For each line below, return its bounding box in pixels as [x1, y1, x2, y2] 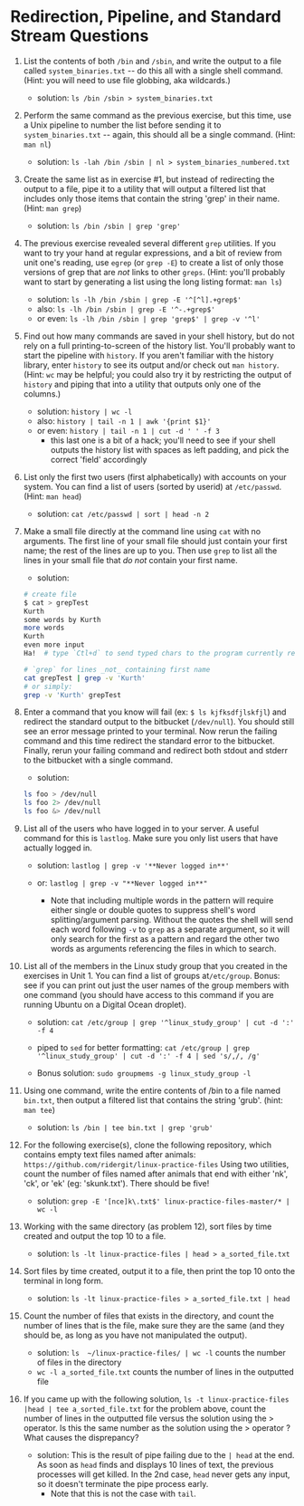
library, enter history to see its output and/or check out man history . [23, 360, 280, 370]
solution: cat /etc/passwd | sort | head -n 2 [36, 508, 210, 519]
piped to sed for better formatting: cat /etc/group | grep [36, 1042, 251, 1053]
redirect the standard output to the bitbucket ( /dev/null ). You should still [23, 716, 295, 727]
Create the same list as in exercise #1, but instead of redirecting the [23, 174, 275, 185]
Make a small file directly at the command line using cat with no [23, 525, 261, 536]
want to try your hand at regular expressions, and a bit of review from [23, 247, 283, 258]
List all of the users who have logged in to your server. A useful [23, 823, 260, 834]
